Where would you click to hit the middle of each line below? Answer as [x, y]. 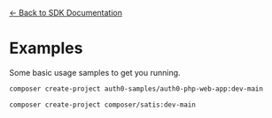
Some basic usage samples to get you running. [95, 72]
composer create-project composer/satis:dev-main [103, 105]
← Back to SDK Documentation [66, 13]
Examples [46, 48]
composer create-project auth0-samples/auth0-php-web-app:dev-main [136, 88]
